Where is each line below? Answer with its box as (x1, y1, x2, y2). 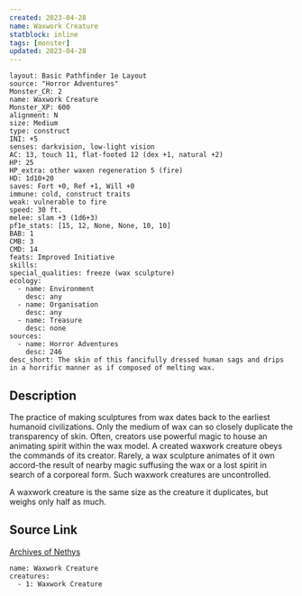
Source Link (9, 522, 78, 537)
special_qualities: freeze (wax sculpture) (9, 269, 176, 278)
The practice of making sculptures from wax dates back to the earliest (9, 411, 270, 422)
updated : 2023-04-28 (9, 47, 87, 56)
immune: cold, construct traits (9, 190, 131, 199)
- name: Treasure (17, 316, 83, 326)
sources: (9, 332, 42, 341)
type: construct (9, 127, 70, 136)
